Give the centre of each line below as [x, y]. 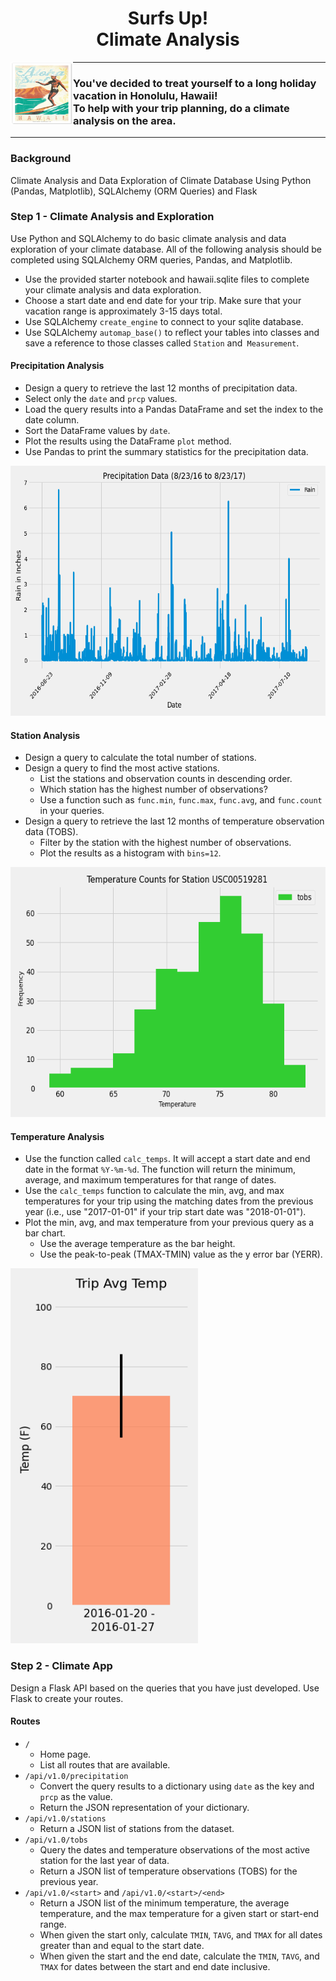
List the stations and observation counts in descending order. [166, 779]
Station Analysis [45, 735]
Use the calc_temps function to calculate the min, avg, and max [154, 1191]
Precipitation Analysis [57, 366]
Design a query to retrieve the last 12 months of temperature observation [174, 821]
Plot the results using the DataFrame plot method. [128, 441]
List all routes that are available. [105, 1764]
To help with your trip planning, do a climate [181, 108]
